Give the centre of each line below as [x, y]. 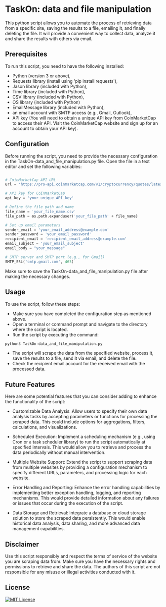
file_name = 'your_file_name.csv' [41, 212]
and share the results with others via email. [49, 39]
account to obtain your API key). [45, 128]
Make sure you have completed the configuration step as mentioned [82, 314]
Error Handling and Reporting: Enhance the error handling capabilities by [86, 488]
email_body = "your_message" [35, 248]
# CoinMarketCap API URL [31, 180]
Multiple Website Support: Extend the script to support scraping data [82, 462]
